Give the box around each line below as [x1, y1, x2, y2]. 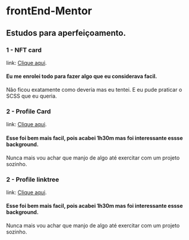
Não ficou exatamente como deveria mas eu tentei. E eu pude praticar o [6, 86, 182, 93]
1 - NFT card [6, 46, 42, 54]
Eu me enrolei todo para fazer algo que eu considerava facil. [6, 73, 157, 80]
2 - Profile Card [6, 107, 51, 116]
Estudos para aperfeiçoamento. [6, 28, 126, 38]
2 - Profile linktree [6, 175, 59, 183]
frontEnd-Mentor [6, 4, 92, 18]
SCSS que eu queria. [6, 92, 58, 99]
